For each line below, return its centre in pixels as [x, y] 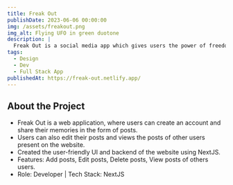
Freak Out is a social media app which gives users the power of [110, 46]
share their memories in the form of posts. [77, 130]
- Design [26, 59]
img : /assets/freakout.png [46, 26]
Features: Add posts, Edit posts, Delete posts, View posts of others [113, 159]
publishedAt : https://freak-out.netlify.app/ [74, 78]
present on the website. [51, 145]
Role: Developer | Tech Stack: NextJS [71, 175]
